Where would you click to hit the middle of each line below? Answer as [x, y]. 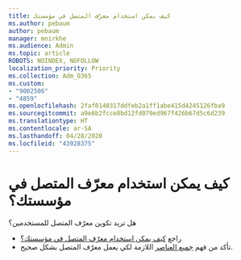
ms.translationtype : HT [48, 121]
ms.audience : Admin [41, 46]
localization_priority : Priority [64, 69]
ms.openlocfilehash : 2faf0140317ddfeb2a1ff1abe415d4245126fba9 [117, 106]
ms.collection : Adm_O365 [50, 76]
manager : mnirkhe [37, 38]
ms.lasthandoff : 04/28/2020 [56, 136]
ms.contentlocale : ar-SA [50, 128]
